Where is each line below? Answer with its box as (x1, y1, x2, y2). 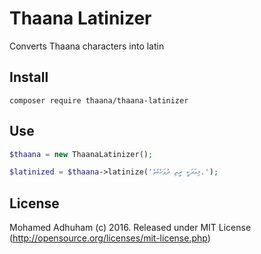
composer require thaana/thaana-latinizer (9, 95, 189, 106)
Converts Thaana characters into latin (9, 40, 165, 52)
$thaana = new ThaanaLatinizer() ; (9, 149, 154, 159)
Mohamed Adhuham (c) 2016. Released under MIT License (9, 222, 252, 234)
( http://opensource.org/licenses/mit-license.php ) (9, 232, 211, 244)
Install (9, 69, 49, 86)
